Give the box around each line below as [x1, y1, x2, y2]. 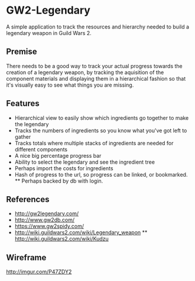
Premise [6, 47, 37, 57]
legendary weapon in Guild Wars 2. [6, 29, 92, 36]
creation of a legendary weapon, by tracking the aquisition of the [6, 69, 164, 76]
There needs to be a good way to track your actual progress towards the [6, 62, 183, 69]
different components [14, 146, 68, 153]
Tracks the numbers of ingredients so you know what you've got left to [14, 127, 187, 134]
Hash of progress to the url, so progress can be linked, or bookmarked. [14, 171, 188, 178]
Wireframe [6, 253, 47, 263]
